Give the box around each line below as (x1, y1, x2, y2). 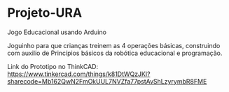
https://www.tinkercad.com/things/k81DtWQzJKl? (7, 70, 151, 78)
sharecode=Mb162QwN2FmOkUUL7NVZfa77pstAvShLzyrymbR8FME (7, 77, 207, 85)
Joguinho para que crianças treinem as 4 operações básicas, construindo (7, 41, 221, 49)
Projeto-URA (7, 5, 83, 21)
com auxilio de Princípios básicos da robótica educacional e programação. (7, 49, 223, 57)
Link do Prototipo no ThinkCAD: (7, 62, 99, 70)
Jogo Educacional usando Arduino (7, 28, 107, 36)
